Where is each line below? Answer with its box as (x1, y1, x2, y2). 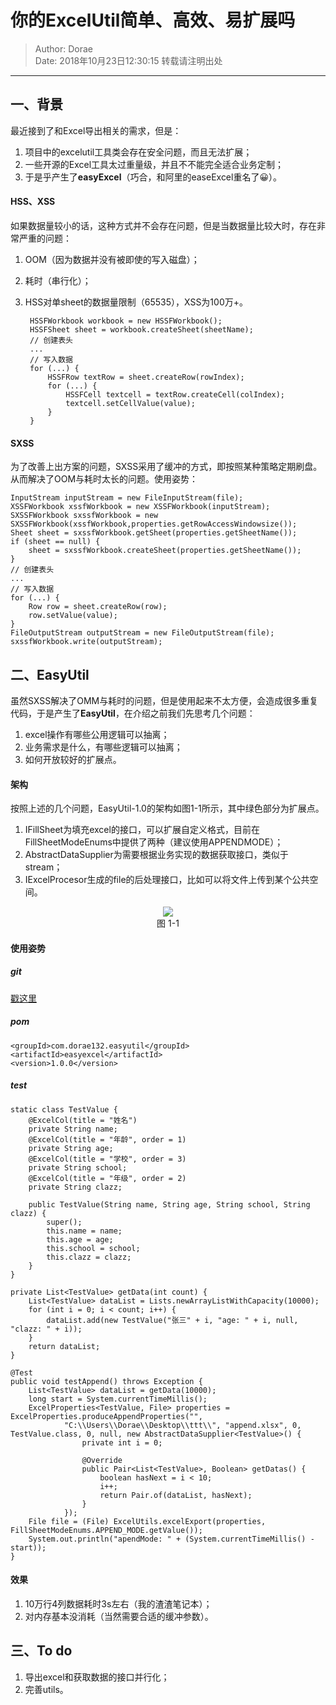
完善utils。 (24, 1683, 69, 1695)
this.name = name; (46, 1226, 123, 1236)
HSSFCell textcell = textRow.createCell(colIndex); (65, 389, 286, 400)
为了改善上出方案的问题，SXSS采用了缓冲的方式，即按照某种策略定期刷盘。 (10, 461, 323, 473)
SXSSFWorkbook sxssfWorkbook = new (10, 511, 159, 521)
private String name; (28, 1124, 118, 1134)
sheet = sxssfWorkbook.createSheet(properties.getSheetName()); (28, 546, 302, 556)
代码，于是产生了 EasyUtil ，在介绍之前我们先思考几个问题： (10, 707, 256, 719)
